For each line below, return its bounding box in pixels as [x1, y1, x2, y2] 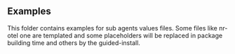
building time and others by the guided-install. [7, 38, 140, 47]
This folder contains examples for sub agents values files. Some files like [7, 24, 217, 32]
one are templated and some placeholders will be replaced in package [20, 31, 223, 39]
